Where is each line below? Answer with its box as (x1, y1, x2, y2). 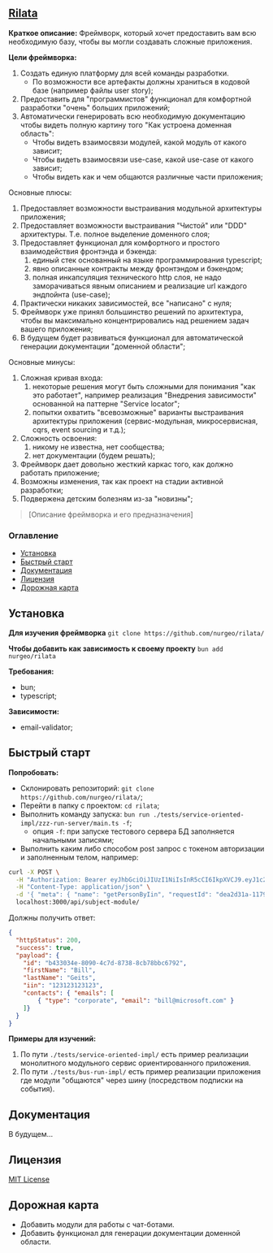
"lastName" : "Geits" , (23, 974, 96, 982)
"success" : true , (15, 943, 75, 952)
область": (19, 128, 54, 138)
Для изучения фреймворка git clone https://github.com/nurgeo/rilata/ (8, 627, 265, 637)
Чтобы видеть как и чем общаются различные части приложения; (32, 171, 263, 181)
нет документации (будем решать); (32, 450, 156, 460)
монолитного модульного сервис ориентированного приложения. (19, 1058, 251, 1068)
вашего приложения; (19, 324, 93, 334)
